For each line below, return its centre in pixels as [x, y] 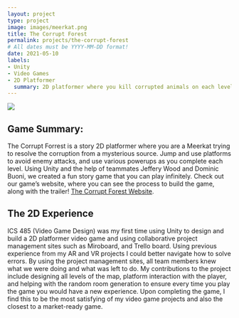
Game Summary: [46, 129]
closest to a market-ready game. [55, 306]
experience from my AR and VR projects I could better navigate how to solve [119, 253]
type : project [28, 21]
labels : [19, 60]
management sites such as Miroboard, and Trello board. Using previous [112, 245]
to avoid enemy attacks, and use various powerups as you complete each [115, 161]
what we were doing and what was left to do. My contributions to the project [119, 268]
